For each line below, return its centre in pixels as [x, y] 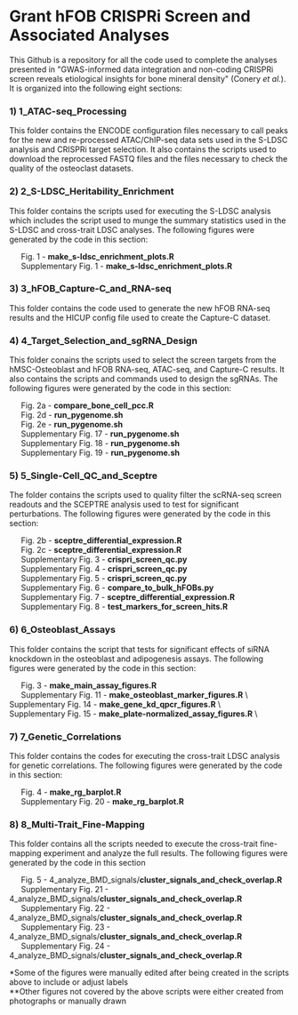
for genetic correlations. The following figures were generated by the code [146, 765]
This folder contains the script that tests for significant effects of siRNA [139, 649]
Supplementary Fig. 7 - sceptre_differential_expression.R [128, 597]
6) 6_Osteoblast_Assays [62, 630]
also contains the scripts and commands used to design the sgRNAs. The [144, 379]
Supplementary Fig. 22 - [66, 908]
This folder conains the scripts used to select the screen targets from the [143, 360]
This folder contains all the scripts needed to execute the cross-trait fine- [144, 844]
